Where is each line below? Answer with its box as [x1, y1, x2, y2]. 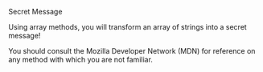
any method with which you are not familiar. [8, 55, 153, 64]
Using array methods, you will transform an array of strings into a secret [8, 22, 247, 31]
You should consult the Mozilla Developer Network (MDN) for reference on [8, 46, 256, 55]
